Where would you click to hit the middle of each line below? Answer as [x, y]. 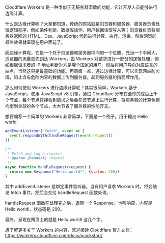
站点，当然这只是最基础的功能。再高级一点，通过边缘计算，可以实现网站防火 [82, 71]
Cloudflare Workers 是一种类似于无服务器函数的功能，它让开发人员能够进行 [81, 7]
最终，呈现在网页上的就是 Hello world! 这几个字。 [55, 219]
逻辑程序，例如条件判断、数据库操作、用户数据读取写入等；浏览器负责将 [82, 30]
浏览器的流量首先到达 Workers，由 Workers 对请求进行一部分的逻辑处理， [80, 59]
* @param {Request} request [36, 158]
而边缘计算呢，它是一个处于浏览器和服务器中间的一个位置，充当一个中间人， [82, 53]
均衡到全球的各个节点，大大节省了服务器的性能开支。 [59, 106]
